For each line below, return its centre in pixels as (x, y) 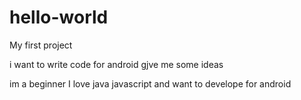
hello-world (59, 17)
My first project (41, 45)
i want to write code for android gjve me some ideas (116, 64)
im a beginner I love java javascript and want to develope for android (150, 83)
